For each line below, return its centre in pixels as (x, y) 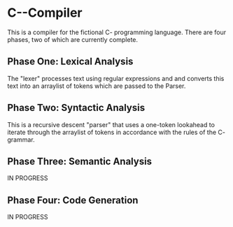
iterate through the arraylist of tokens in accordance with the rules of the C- (116, 132)
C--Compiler (45, 13)
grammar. (21, 139)
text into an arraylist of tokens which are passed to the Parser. (97, 86)
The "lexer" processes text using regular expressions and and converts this (116, 78)
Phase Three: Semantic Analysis (80, 161)
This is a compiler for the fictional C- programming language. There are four (116, 32)
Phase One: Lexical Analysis (70, 62)
